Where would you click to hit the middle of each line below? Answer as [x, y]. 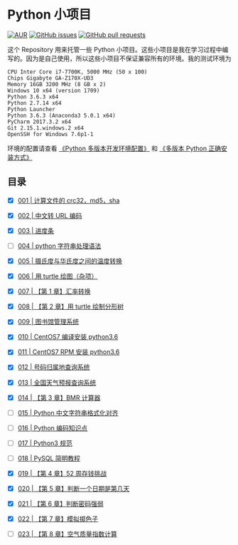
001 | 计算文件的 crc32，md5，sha [69, 200]
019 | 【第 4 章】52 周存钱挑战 [62, 473]
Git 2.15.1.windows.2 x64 [45, 128]
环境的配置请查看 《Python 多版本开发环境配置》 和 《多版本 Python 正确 [114, 148]
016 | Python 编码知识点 [52, 427]
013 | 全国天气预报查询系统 [57, 383]
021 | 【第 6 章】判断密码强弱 [60, 504]
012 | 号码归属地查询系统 [54, 367]
